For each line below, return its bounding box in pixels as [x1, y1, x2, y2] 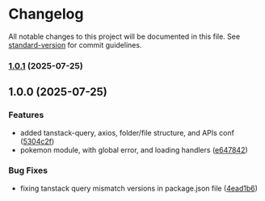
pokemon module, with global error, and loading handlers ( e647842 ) [19, 144, 248, 154]
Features [8, 110, 44, 121]
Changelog [8, 5, 84, 23]
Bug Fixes [8, 165, 48, 176]
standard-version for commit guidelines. [8, 40, 142, 49]
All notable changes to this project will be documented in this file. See [8, 31, 241, 41]
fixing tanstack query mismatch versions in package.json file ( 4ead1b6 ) [19, 183, 259, 193]
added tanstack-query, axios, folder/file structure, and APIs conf [19, 128, 234, 137]
